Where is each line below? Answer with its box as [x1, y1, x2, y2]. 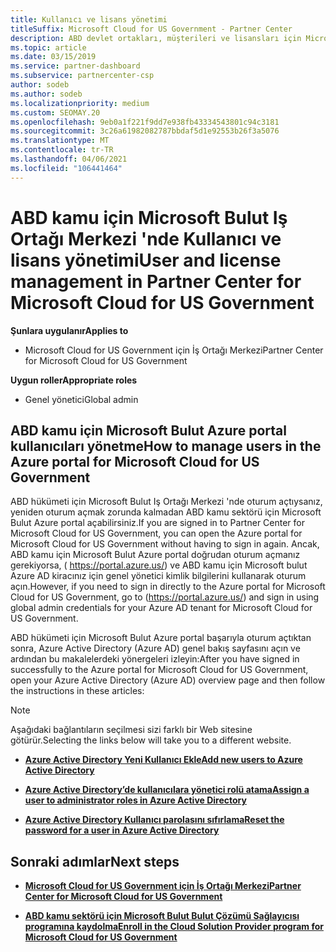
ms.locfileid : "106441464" [10, 163, 123, 173]
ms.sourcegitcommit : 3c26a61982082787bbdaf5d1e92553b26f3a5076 [10, 126, 280, 136]
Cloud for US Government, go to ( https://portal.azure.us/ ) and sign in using [10, 591, 320, 603]
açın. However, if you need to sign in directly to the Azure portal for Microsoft [10, 581, 326, 593]
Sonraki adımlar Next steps [10, 853, 180, 870]
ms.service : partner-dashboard [10, 61, 141, 71]
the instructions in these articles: [10, 685, 145, 697]
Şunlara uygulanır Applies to [10, 324, 129, 336]
